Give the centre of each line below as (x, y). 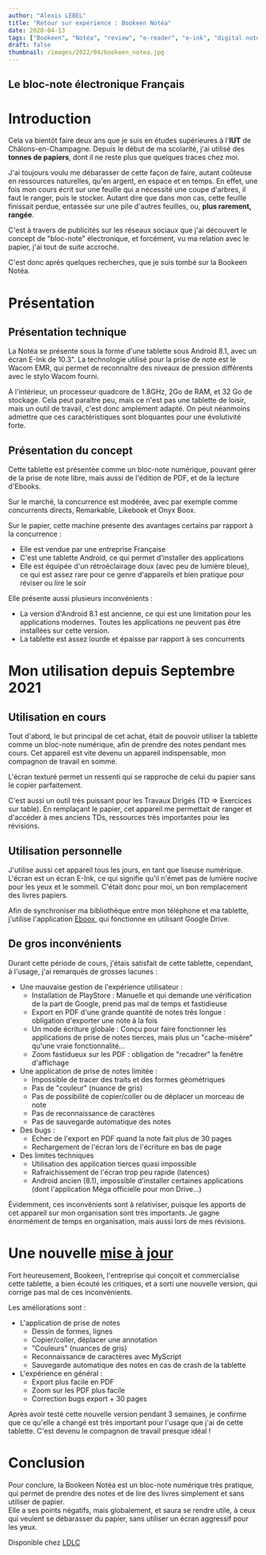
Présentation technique (67, 332)
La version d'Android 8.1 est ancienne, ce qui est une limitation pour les (135, 614)
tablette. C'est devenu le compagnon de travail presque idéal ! (110, 1431)
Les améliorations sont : (47, 1307)
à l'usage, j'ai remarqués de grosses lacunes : (83, 971)
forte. (17, 426)
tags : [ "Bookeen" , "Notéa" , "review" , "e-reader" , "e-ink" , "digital (125, 38)
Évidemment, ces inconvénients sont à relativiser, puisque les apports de (127, 1204)
